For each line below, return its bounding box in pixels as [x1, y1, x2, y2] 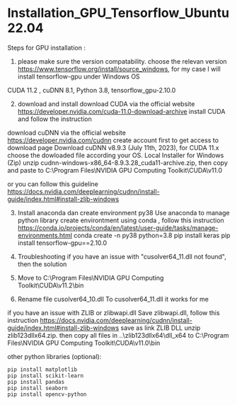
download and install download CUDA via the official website [17, 99, 195, 108]
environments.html [17, 231, 73, 239]
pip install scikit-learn [7, 372, 83, 380]
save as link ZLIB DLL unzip [120, 324, 201, 332]
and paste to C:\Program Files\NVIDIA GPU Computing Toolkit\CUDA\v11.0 [7, 166, 223, 174]
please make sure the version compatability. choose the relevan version [17, 57, 228, 65]
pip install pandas [7, 378, 65, 385]
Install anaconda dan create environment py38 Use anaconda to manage [17, 208, 230, 217]
